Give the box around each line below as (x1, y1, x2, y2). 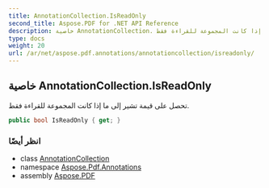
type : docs (8, 34, 45, 43)
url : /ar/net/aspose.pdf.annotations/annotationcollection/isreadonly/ (8, 49, 254, 57)
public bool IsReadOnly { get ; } (8, 116, 121, 124)
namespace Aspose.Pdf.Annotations (19, 162, 142, 172)
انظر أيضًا (8, 135, 41, 146)
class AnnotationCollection (19, 153, 110, 163)
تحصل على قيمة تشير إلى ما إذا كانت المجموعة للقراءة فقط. (8, 100, 190, 110)
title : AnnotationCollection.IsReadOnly (8, 11, 147, 20)
